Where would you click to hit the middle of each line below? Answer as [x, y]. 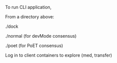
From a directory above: [30, 17]
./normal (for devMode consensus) [41, 36]
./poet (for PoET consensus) [34, 46]
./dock [12, 26]
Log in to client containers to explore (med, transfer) [59, 55]
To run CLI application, [28, 7]
